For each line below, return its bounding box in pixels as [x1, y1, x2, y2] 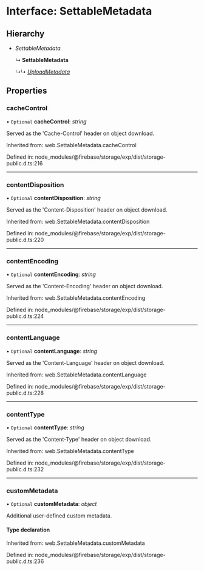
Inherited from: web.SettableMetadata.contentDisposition [6, 218, 150, 225]
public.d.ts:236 [6, 558, 44, 565]
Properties [6, 86, 47, 96]
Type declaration [6, 526, 50, 533]
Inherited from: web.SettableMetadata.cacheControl [6, 141, 137, 148]
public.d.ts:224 [6, 313, 44, 320]
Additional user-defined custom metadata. [6, 512, 112, 519]
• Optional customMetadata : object [6, 500, 97, 508]
